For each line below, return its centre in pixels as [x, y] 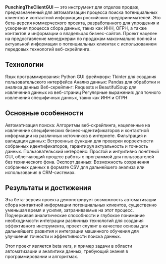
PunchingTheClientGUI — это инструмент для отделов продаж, [72, 7]
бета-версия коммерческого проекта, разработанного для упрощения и [82, 23]
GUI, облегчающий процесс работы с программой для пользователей [80, 156]
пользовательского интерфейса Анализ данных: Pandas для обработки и [83, 82]
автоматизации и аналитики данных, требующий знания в [67, 251]
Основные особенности [44, 113]
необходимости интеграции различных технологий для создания [74, 221]
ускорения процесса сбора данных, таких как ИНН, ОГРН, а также [76, 28]
